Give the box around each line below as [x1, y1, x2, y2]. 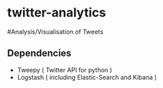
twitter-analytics [7, 5, 106, 21]
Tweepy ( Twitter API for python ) [17, 65, 112, 74]
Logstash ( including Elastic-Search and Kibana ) [17, 73, 157, 81]
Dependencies [7, 47, 71, 59]
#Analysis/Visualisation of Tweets [7, 27, 104, 36]
